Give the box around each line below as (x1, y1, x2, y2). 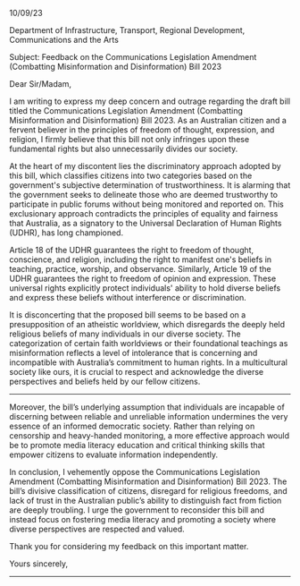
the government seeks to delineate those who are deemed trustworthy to (9, 190, 279, 200)
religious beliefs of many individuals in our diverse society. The (9, 328, 241, 339)
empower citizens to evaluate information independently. (9, 449, 219, 460)
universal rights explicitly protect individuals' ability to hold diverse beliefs (9, 283, 281, 293)
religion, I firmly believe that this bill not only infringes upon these (9, 134, 250, 144)
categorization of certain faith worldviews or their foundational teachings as (9, 338, 288, 348)
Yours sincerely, (9, 558, 69, 569)
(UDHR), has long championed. (9, 227, 123, 238)
